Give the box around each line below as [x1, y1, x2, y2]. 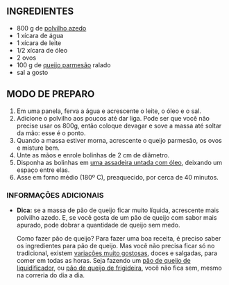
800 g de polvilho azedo [16, 24, 87, 32]
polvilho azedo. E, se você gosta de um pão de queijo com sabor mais [16, 213, 217, 221]
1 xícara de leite [16, 38, 62, 47]
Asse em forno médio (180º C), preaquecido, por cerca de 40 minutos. [16, 173, 219, 181]
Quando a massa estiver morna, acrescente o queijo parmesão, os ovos [16, 136, 223, 144]
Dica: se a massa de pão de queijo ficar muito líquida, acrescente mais [16, 206, 219, 214]
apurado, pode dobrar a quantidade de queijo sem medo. [16, 221, 180, 229]
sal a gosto [16, 68, 49, 76]
